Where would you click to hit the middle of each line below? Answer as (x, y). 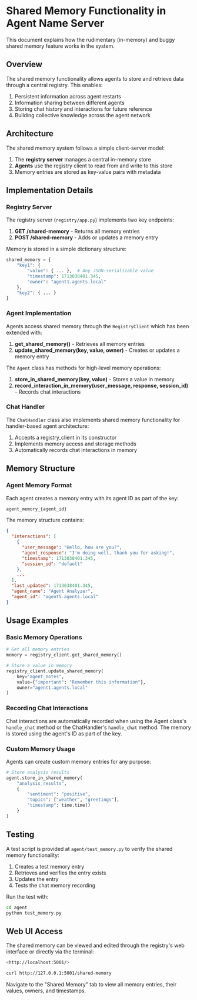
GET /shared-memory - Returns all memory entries (77, 232)
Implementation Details (50, 190)
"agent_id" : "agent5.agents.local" (55, 596)
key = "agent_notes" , (41, 676)
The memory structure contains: (45, 520)
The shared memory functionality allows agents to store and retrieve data (95, 78)
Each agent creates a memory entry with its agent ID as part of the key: (92, 498)
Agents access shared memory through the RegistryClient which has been (98, 326)
